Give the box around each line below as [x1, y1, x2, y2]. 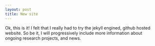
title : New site [5, 12, 38, 16]
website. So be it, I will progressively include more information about [5, 30, 142, 36]
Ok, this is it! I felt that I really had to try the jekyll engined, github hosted [5, 25, 151, 31]
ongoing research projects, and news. [5, 35, 81, 41]
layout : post [5, 7, 32, 12]
